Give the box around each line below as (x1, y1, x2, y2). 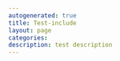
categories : (8, 33, 48, 42)
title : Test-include (8, 19, 78, 27)
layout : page (8, 26, 52, 34)
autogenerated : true (8, 11, 78, 20)
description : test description (8, 41, 113, 49)
